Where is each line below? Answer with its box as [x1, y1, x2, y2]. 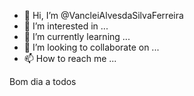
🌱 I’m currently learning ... [23, 31, 131, 42]
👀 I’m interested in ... [23, 20, 109, 32]
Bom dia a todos [9, 76, 77, 87]
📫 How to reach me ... [23, 53, 117, 64]
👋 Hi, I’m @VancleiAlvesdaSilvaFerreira [23, 10, 184, 21]
